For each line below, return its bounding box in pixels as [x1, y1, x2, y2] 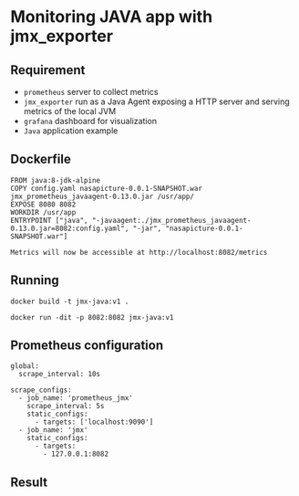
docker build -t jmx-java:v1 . [10, 297, 129, 306]
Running [10, 272, 60, 289]
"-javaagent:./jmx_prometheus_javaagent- [91, 216, 252, 225]
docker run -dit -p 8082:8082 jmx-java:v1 [10, 312, 174, 322]
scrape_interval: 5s [26, 402, 105, 411]
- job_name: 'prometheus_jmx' [18, 394, 133, 403]
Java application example [23, 125, 119, 136]
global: [10, 362, 40, 371]
